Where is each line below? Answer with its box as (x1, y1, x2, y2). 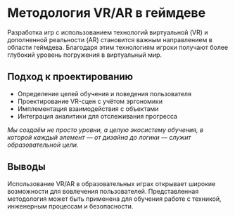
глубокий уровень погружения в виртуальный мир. (7, 51, 163, 59)
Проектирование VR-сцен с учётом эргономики (17, 97, 163, 105)
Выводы (7, 161, 46, 173)
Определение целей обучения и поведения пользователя (17, 89, 192, 98)
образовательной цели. (7, 140, 79, 149)
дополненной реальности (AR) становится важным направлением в (7, 35, 212, 44)
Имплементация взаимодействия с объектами (17, 104, 159, 113)
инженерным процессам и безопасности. (7, 202, 134, 210)
